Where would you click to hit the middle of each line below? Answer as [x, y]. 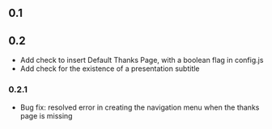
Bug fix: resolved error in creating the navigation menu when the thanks [140, 107]
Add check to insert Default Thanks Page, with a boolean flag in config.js [142, 60]
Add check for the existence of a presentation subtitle [110, 69]
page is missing [46, 115]
